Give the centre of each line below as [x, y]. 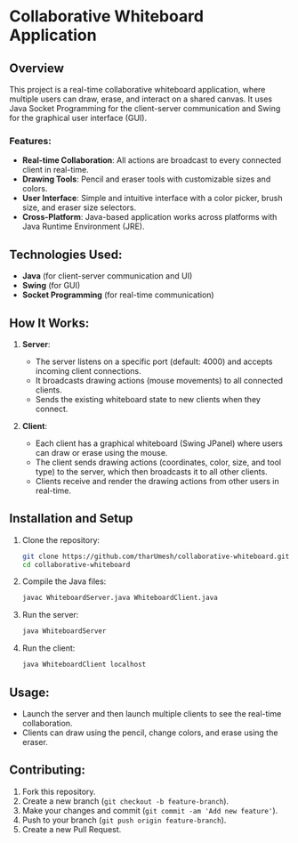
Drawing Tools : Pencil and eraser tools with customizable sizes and [146, 179]
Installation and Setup [71, 519]
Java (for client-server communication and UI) [107, 276]
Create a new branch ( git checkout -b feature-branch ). [125, 801]
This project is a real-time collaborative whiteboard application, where [137, 89]
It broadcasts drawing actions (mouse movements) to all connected [159, 380]
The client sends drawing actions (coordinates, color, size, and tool [158, 462]
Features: [30, 141]
